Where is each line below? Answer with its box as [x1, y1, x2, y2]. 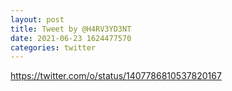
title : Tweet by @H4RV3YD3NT [10, 24, 132, 34]
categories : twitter [10, 42, 97, 53]
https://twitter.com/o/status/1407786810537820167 [10, 70, 222, 82]
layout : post [10, 14, 65, 25]
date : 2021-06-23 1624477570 [10, 33, 132, 43]
